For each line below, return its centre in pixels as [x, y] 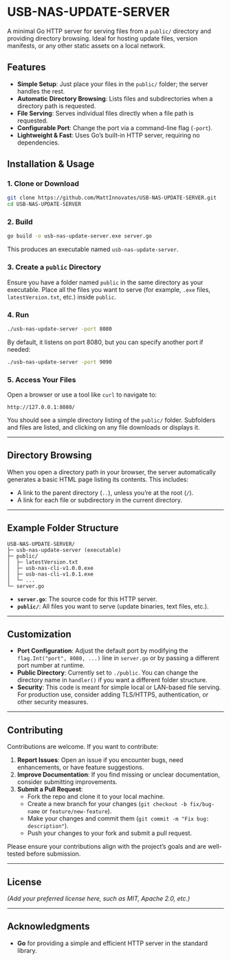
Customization [40, 634]
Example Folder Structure [63, 528]
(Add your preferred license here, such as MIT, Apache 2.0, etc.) [99, 898]
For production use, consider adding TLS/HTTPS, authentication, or [112, 695]
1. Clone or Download [43, 184]
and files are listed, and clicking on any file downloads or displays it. [103, 427]
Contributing [35, 730]
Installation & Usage [51, 164]
